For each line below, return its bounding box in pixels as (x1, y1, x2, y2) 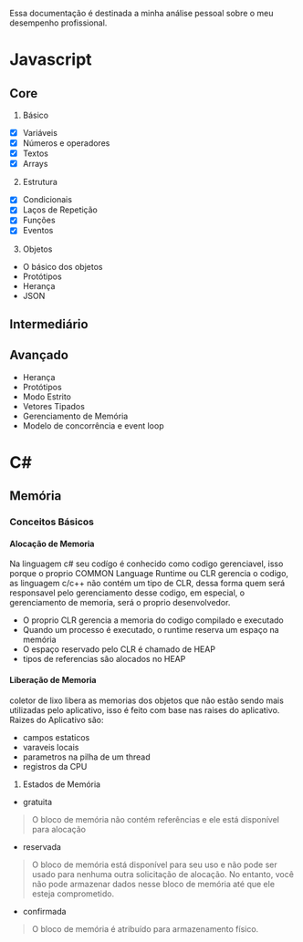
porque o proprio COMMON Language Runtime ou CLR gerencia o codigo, (9, 568, 289, 579)
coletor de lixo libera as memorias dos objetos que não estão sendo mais (9, 695, 285, 706)
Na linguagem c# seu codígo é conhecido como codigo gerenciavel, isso (9, 558, 284, 569)
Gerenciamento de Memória (22, 410, 129, 421)
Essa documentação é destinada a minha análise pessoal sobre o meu (9, 8, 274, 18)
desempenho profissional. (9, 17, 108, 28)
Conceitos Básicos (9, 515, 94, 528)
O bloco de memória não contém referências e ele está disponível (31, 813, 280, 824)
